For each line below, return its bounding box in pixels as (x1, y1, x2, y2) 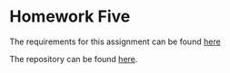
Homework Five (9, 6, 131, 27)
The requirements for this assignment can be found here (9, 36, 221, 47)
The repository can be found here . (9, 53, 138, 64)
